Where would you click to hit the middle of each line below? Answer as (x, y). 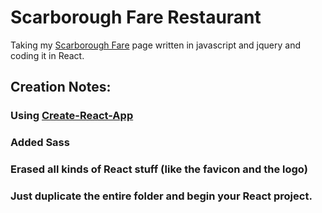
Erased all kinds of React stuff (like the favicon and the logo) (159, 169)
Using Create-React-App (72, 116)
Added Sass (40, 143)
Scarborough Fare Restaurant (136, 17)
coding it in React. (47, 55)
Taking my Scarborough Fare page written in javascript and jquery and (156, 45)
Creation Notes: (61, 87)
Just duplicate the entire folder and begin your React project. (161, 196)
